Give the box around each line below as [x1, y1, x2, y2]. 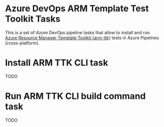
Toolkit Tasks [5, 13, 60, 25]
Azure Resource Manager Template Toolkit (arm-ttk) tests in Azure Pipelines [5, 35, 159, 41]
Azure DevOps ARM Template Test [5, 3, 149, 14]
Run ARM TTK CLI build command [5, 91, 146, 102]
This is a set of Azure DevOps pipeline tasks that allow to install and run [5, 29, 150, 35]
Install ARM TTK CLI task [5, 57, 109, 69]
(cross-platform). [5, 40, 40, 46]
